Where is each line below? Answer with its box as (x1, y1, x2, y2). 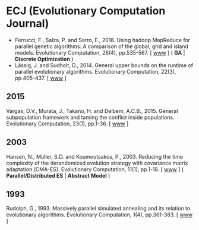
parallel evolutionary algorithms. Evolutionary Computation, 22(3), (14, 68, 176, 75)
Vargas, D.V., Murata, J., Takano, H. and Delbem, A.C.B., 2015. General (6, 107, 178, 114)
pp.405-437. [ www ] (14, 74, 67, 81)
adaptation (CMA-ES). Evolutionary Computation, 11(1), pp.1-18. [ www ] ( (6, 165, 184, 173)
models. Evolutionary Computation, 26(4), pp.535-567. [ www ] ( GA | (14, 49, 185, 56)
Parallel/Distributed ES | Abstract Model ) (6, 172, 110, 179)
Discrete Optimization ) (14, 55, 74, 62)
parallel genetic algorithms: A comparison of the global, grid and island (14, 43, 189, 50)
